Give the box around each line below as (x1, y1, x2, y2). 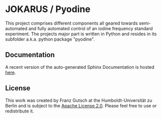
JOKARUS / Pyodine (5, 4, 91, 15)
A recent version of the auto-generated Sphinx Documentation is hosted (5, 64, 154, 70)
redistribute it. (5, 108, 34, 114)
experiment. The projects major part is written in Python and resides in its (5, 31, 157, 37)
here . (5, 69, 16, 75)
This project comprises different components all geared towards (5, 20, 138, 26)
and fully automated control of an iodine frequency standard (28, 25, 153, 31)
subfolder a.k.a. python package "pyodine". (5, 36, 95, 42)
